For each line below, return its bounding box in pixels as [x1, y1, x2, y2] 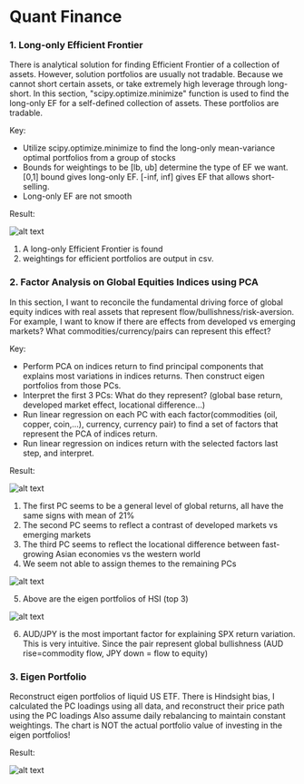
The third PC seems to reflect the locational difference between [22, 538, 260, 550]
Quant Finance [9, 6, 123, 27]
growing [22, 548, 54, 559]
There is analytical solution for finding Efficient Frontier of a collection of [9, 59, 279, 70]
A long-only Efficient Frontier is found [22, 243, 163, 255]
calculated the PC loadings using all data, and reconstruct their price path [9, 701, 285, 711]
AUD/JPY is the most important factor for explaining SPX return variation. [22, 628, 296, 639]
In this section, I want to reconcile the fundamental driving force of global [9, 297, 284, 308]
